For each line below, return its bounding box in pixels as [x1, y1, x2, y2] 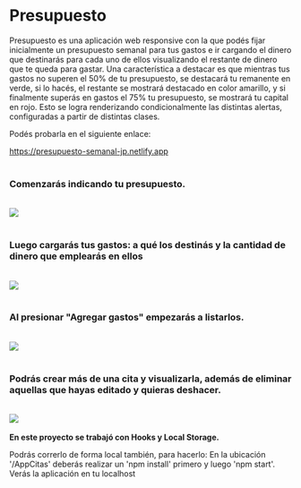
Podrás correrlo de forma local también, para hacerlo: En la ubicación [9, 449, 266, 460]
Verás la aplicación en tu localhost [9, 468, 136, 479]
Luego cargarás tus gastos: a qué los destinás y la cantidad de [9, 239, 287, 252]
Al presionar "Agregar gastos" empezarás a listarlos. [9, 311, 245, 323]
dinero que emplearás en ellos [9, 250, 143, 262]
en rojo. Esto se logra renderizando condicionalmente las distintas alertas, [9, 101, 282, 112]
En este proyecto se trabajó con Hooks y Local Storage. [9, 432, 219, 443]
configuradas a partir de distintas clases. [9, 111, 160, 122]
